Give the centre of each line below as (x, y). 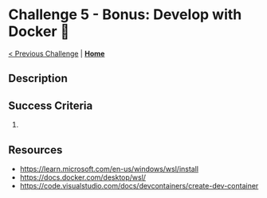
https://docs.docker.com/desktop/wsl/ (82, 177)
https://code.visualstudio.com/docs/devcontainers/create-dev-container (139, 185)
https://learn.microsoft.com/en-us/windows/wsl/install (109, 169)
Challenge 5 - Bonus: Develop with (125, 15)
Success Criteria (51, 105)
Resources (35, 150)
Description (38, 78)
